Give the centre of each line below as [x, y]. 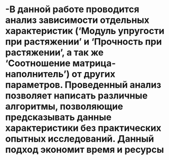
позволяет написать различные [77, 96]
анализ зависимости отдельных [77, 20]
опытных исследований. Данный [80, 139]
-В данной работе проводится [72, 9]
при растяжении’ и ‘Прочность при [84, 42]
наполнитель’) [38, 74]
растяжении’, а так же [55, 53]
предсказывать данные [58, 117]
